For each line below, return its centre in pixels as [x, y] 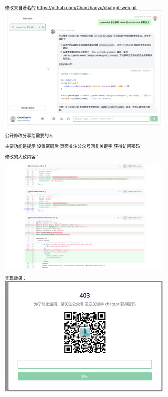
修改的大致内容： [23, 156]
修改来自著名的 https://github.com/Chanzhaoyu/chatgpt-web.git [71, 7]
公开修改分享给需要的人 [29, 135]
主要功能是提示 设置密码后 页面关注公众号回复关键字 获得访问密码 [73, 146]
